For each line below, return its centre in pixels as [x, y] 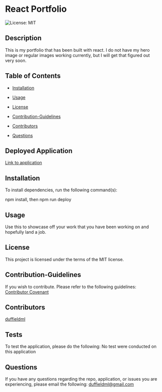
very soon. [16, 60]
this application [20, 352]
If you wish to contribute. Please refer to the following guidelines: [71, 287]
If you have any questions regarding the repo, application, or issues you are [81, 379]
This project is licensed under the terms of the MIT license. [64, 259]
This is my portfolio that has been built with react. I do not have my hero [78, 50]
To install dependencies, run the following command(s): [61, 190]
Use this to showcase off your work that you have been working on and [77, 227]
